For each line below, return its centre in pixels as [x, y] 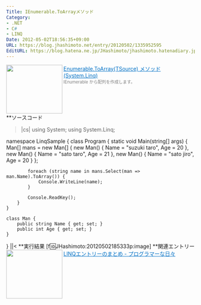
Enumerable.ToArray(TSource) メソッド [112, 68]
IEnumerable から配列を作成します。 [99, 82]
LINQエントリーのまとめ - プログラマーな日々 [120, 253]
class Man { [21, 219]
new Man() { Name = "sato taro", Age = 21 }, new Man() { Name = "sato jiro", [100, 154]
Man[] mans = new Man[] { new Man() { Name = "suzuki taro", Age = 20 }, [98, 147]
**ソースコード [25, 117]
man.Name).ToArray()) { [36, 177]
